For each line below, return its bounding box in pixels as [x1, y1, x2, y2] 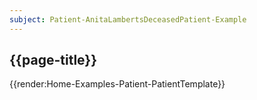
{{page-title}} [9, 52, 98, 69]
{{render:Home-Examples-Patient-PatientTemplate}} [9, 78, 226, 90]
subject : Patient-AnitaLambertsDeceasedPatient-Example [9, 14, 247, 25]
